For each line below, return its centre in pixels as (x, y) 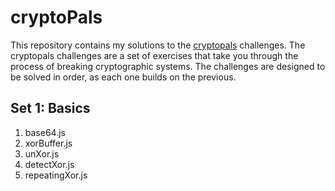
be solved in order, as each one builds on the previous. (123, 77)
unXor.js (42, 153)
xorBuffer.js (48, 143)
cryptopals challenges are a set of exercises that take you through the (154, 55)
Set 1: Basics (50, 108)
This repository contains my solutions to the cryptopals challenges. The (158, 45)
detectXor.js (49, 164)
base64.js (45, 132)
